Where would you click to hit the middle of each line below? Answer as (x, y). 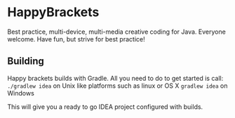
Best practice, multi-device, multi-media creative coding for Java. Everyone (116, 32)
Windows (21, 93)
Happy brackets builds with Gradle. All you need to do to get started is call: (115, 78)
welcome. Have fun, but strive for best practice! (76, 39)
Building (26, 61)
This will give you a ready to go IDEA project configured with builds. (105, 107)
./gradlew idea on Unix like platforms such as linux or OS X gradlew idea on (117, 86)
